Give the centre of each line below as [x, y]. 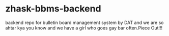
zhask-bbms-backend [53, 9]
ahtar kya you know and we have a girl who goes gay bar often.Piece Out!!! [84, 27]
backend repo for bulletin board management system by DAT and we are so [84, 22]
